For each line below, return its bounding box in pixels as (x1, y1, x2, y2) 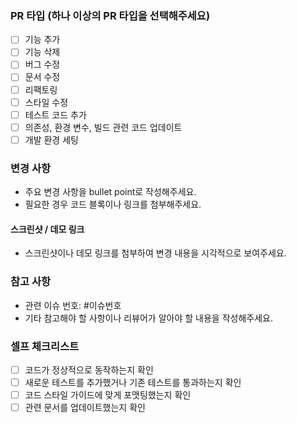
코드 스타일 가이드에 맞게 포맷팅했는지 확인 (24, 389, 192, 401)
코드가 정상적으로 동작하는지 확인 (24, 363, 154, 376)
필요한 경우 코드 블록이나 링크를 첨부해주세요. (24, 198, 202, 211)
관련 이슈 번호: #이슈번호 (24, 299, 122, 311)
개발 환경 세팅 (24, 133, 79, 146)
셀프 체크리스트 (10, 339, 80, 353)
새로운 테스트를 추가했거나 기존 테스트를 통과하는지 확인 (24, 377, 242, 389)
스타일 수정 (24, 96, 69, 108)
